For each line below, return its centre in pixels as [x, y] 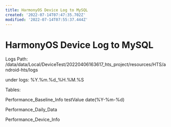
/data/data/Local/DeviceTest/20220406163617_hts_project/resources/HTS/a [86, 65]
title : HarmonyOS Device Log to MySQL [47, 10]
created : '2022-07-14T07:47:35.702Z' [46, 15]
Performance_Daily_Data [31, 110]
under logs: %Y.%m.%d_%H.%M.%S [45, 80]
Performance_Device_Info [33, 120]
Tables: [13, 90]
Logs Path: [17, 59]
